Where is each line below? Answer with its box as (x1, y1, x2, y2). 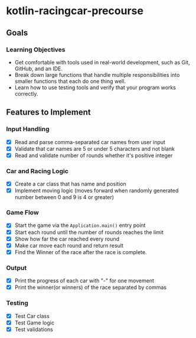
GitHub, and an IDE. (14, 65, 63, 72)
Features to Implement (6, 108, 91, 118)
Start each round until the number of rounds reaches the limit (14, 229, 164, 236)
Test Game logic (14, 319, 55, 326)
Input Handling (6, 125, 50, 134)
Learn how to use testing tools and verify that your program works (14, 84, 176, 91)
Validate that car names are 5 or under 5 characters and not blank (14, 145, 175, 152)
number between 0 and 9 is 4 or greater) (14, 194, 114, 201)
